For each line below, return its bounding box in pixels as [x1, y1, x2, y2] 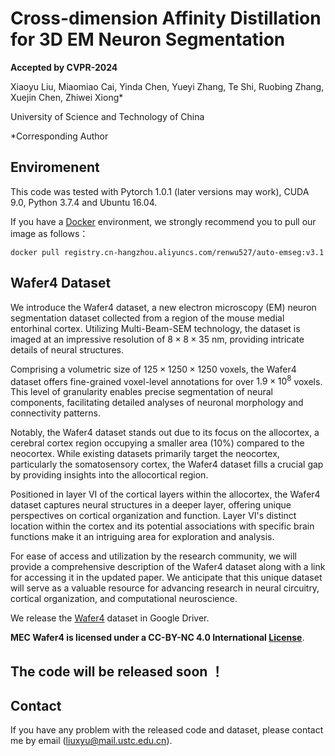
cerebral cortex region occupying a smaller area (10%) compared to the [10, 437, 305, 449]
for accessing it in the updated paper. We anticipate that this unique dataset [10, 572, 323, 584]
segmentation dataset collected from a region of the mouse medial [10, 312, 285, 324]
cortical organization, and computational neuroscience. [10, 593, 238, 605]
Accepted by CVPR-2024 [10, 61, 118, 73]
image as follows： [10, 227, 89, 239]
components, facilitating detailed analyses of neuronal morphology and [10, 397, 304, 409]
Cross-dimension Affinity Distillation [10, 7, 322, 30]
